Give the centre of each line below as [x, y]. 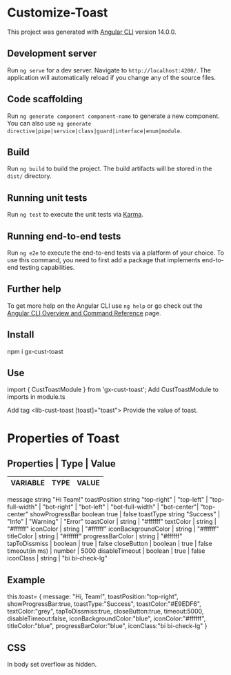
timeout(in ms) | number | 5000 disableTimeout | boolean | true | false [106, 551]
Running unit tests [47, 198]
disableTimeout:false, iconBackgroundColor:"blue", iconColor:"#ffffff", [107, 618]
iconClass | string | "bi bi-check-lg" [58, 558]
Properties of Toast [63, 438]
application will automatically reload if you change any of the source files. [111, 77]
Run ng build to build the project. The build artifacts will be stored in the [110, 169]
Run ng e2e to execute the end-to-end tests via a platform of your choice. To [116, 253]
